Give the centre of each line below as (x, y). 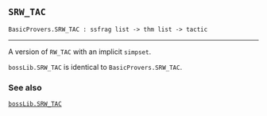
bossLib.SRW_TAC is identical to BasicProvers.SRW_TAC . (95, 67)
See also (25, 87)
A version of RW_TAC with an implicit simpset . (80, 52)
